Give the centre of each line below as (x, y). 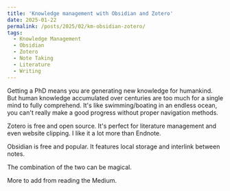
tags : (15, 33)
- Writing (27, 71)
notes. (16, 154)
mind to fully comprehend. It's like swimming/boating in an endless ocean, (112, 105)
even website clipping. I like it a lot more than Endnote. (84, 133)
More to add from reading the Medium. (62, 180)
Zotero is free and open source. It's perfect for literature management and (112, 126)
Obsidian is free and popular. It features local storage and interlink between (114, 146)
